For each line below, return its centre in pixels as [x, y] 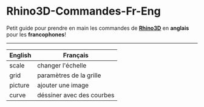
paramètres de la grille [69, 75]
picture [19, 85]
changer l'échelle [62, 65]
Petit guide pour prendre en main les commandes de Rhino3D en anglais [98, 28]
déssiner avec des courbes [76, 95]
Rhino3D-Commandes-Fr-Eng [83, 11]
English [20, 55]
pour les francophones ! [36, 34]
